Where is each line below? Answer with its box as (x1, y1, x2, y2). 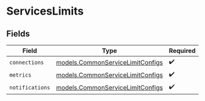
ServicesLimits (6, 4, 84, 18)
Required (168, 47, 196, 55)
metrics (9, 71, 32, 78)
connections (9, 59, 45, 66)
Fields (6, 29, 31, 39)
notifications (9, 84, 51, 91)
